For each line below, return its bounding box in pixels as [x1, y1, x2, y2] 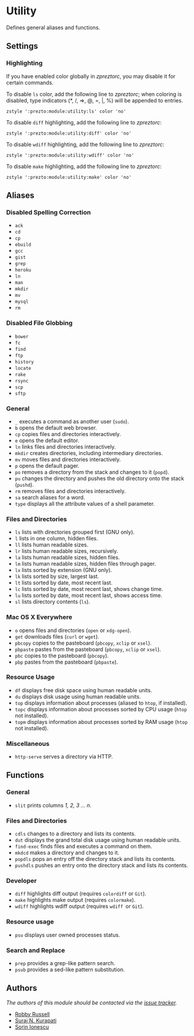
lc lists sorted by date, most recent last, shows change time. [14, 586, 164, 593]
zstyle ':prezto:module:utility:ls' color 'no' [6, 108, 127, 114]
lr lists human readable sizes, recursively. [14, 547, 118, 555]
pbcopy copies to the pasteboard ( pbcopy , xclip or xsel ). [14, 639, 152, 646]
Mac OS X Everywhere [6, 613, 73, 621]
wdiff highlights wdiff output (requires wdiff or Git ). [14, 903, 144, 910]
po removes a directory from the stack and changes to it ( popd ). [14, 468, 170, 475]
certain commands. [6, 79, 54, 86]
